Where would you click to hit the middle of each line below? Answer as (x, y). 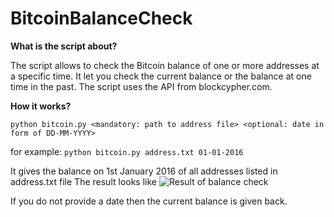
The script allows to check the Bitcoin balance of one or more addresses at (165, 65)
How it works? (41, 106)
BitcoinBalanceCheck (101, 18)
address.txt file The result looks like (83, 181)
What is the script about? (64, 46)
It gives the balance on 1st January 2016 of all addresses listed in (144, 171)
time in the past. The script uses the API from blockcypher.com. (141, 86)
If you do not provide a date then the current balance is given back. (149, 201)
